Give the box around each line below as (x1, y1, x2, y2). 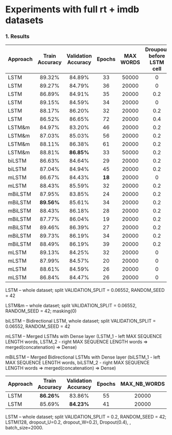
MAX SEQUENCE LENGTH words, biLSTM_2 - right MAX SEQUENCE (5, 360, 150, 366)
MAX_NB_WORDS (120, 381, 165, 388)
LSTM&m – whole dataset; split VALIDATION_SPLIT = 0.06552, (5, 303, 137, 309)
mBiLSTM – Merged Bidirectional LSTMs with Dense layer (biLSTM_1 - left (5, 354, 160, 360)
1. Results (5, 33, 30, 40)
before (148, 52, 165, 60)
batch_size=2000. (5, 425, 44, 431)
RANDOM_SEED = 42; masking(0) (5, 308, 77, 314)
